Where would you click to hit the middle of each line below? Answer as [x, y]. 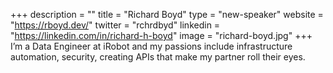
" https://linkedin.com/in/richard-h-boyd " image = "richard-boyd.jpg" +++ [161, 35]
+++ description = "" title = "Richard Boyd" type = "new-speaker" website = [167, 14]
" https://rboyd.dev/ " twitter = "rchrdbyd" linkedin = [115, 25]
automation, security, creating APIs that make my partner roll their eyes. [158, 57]
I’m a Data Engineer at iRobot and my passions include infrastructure [151, 46]
